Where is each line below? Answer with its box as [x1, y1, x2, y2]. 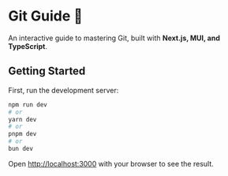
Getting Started [8, 65, 86, 78]
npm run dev [8, 100, 47, 109]
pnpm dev [8, 130, 37, 138]
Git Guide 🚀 [8, 7, 83, 25]
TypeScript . [8, 41, 48, 51]
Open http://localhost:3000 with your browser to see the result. [8, 159, 215, 168]
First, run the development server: [8, 85, 119, 95]
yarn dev [8, 115, 37, 123]
